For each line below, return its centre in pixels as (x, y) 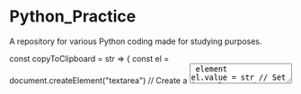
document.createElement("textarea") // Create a (98, 80)
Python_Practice (73, 17)
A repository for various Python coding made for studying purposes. (136, 41)
